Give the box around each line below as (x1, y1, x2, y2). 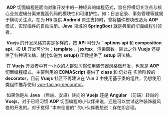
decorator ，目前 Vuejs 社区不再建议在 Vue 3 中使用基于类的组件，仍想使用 (5, 75, 161, 81)
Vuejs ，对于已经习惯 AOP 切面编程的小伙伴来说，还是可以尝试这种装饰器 (5, 99, 157, 104)
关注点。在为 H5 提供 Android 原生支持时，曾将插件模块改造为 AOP (18, 17, 158, 22)
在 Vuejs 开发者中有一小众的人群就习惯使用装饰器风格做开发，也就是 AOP (6, 63, 159, 69)
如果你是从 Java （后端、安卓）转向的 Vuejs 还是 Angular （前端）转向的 (6, 92, 159, 98)
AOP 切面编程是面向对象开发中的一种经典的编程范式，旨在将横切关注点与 (6, 4, 158, 10)
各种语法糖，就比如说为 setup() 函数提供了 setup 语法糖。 (14, 52, 135, 58)
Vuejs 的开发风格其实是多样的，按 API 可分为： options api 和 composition (6, 40, 162, 46)
